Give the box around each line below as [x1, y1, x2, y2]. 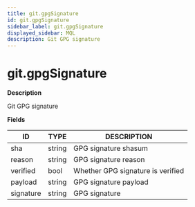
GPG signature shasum [73, 143, 149, 153]
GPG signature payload [73, 177, 149, 187]
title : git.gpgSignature [7, 10, 79, 17]
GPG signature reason [73, 155, 145, 165]
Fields [7, 116, 26, 124]
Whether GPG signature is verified [73, 166, 185, 176]
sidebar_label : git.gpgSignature [7, 23, 104, 30]
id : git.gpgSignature [7, 17, 70, 24]
